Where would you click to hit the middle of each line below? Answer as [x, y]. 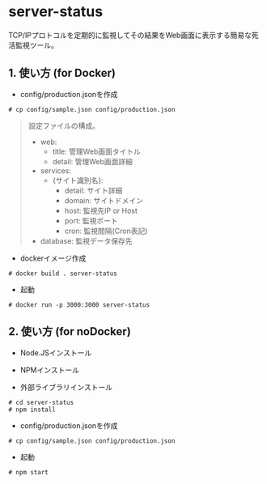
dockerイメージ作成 [53, 258]
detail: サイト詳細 [93, 190]
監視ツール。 [36, 45]
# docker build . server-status [63, 274]
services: [55, 170]
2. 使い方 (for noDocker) [70, 331]
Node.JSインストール [56, 352]
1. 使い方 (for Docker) [62, 73]
